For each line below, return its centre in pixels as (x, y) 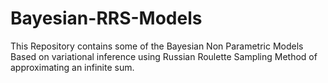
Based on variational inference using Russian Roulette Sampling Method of (164, 56)
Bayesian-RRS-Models (106, 18)
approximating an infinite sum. (72, 67)
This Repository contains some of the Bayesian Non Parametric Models (157, 46)
